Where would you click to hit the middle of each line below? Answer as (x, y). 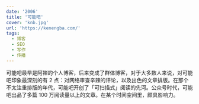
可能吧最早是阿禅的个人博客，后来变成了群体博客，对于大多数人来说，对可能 (99, 73)
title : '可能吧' (25, 17)
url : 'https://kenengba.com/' (44, 28)
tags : (13, 33)
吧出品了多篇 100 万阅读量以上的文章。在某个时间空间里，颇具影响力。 (92, 95)
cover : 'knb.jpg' (28, 22)
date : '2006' (22, 11)
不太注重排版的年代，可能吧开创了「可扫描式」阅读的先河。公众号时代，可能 (99, 87)
